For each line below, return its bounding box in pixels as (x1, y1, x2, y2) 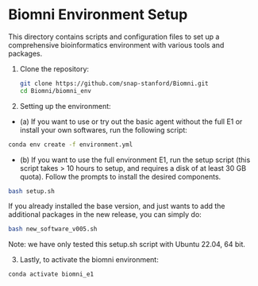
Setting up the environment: (19, 101, 111, 110)
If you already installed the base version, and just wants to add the (8, 201, 225, 211)
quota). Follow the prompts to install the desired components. (19, 172, 221, 181)
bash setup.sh (8, 187, 56, 195)
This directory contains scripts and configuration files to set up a (8, 32, 220, 41)
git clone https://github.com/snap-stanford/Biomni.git (19, 79, 209, 87)
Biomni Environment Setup (8, 6, 188, 24)
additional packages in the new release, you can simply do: (8, 210, 202, 219)
